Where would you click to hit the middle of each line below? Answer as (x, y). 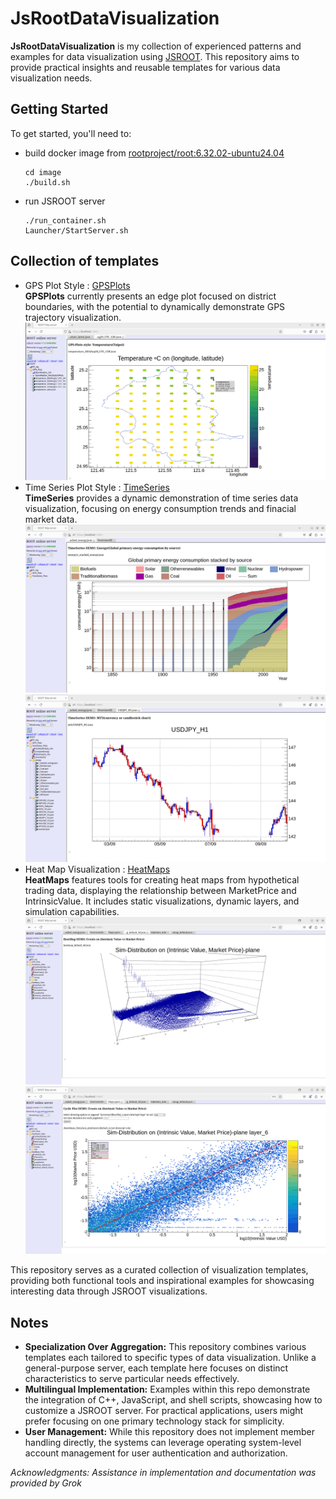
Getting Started (59, 109)
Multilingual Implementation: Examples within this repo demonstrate (167, 1389)
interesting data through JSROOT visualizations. (109, 1291)
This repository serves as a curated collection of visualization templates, (159, 1270)
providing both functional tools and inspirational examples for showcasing (162, 1281)
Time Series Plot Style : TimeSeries (97, 488)
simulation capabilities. (72, 911)
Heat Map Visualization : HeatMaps (97, 869)
